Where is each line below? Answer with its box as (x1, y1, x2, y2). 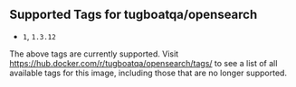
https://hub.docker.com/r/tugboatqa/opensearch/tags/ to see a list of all (9, 57, 278, 68)
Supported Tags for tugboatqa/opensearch (9, 7, 258, 22)
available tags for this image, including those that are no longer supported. (9, 67, 288, 78)
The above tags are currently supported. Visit (9, 48, 179, 59)
